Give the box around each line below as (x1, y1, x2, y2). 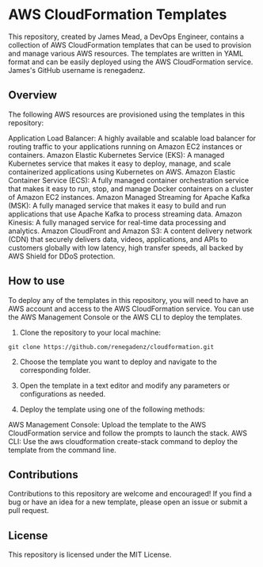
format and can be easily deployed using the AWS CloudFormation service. (8, 57, 253, 67)
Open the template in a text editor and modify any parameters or (19, 381, 230, 390)
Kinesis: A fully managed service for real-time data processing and (8, 217, 227, 227)
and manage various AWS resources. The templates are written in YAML (8, 48, 244, 58)
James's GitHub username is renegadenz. (8, 65, 146, 75)
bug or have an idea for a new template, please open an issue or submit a (8, 497, 248, 507)
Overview (8, 89, 58, 102)
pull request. (8, 506, 49, 515)
